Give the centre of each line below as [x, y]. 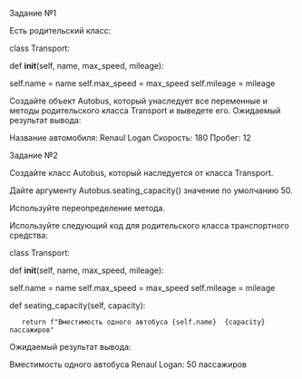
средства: [29, 235]
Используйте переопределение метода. [88, 208]
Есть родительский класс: [60, 30]
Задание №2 [34, 155]
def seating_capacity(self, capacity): [78, 306]
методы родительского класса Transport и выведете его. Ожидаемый [145, 111]
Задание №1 [33, 13]
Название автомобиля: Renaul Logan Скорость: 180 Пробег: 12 [130, 138]
